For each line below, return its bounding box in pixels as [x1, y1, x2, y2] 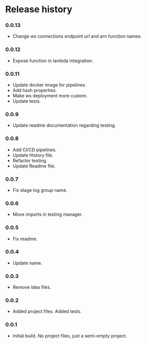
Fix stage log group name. [12, 187, 67, 193]
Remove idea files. [12, 284, 52, 291]
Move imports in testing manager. [12, 211, 83, 217]
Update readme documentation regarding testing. [12, 122, 117, 128]
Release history [5, 4, 72, 15]
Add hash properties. [12, 88, 57, 94]
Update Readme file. [12, 163, 56, 169]
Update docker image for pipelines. [12, 82, 87, 88]
